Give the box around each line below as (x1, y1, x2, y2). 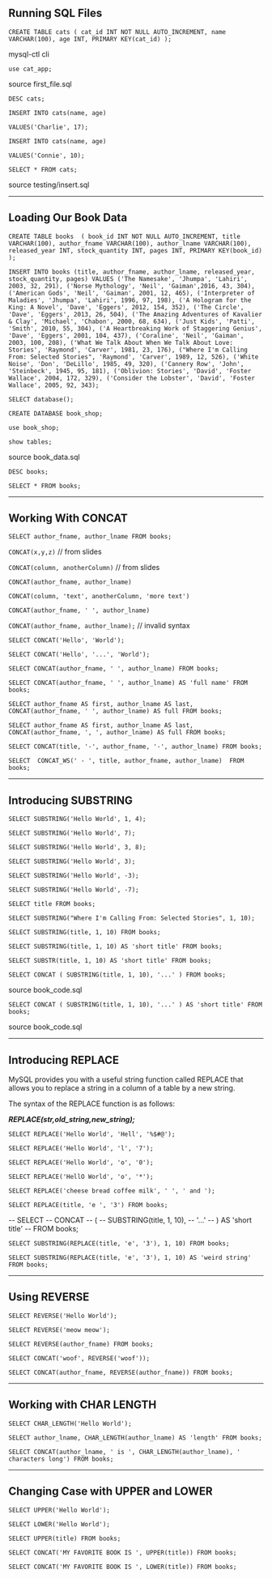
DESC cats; (8, 95, 45, 103)
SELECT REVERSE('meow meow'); (8, 1325, 111, 1334)
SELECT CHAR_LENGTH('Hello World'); (8, 1419, 132, 1427)
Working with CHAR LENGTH (8, 1398, 157, 1412)
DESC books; (8, 467, 49, 476)
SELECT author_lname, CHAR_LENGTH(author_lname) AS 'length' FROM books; (8, 1433, 263, 1442)
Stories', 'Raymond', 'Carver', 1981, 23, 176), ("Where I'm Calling (8, 346, 249, 354)
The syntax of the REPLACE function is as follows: (8, 1099, 176, 1108)
